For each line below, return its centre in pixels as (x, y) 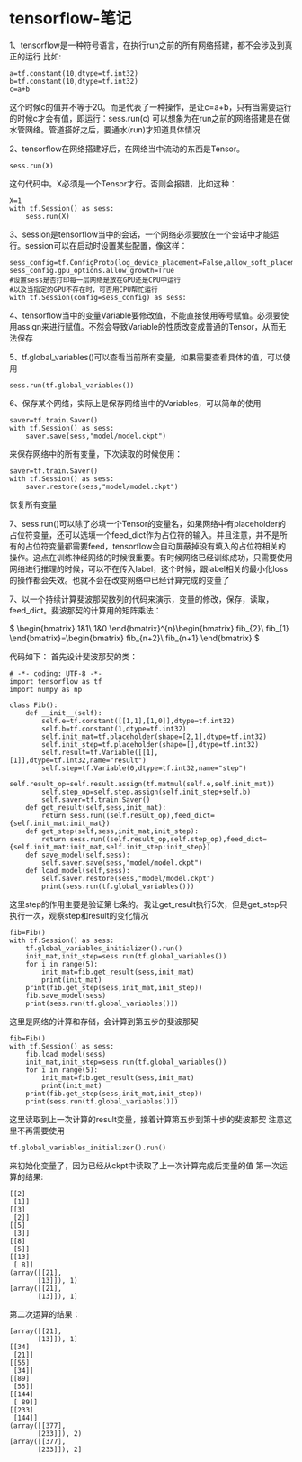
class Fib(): (34, 705)
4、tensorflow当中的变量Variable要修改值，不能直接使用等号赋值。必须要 (145, 315)
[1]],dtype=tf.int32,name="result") (78, 760)
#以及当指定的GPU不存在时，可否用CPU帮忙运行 (84, 289)
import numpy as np (46, 689)
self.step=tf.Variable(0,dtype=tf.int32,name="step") (144, 768)
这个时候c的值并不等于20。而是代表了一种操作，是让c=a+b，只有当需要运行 (151, 107)
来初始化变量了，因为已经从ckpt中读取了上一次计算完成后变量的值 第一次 (145, 1165)
